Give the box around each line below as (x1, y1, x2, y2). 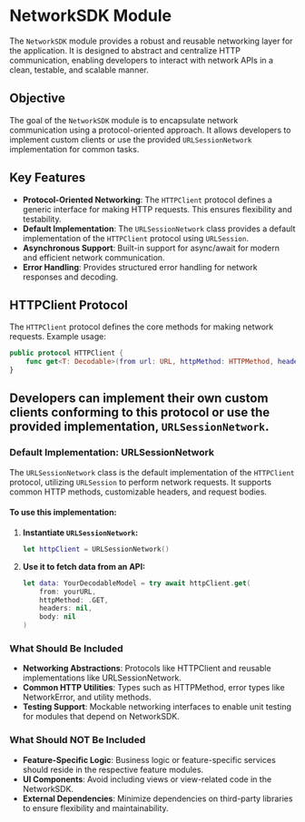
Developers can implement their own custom (9, 391, 269, 406)
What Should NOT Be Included (9, 734, 146, 747)
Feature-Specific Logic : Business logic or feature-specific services (22, 754, 277, 765)
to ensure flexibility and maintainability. (22, 802, 170, 813)
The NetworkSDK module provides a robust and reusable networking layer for (9, 35, 293, 46)
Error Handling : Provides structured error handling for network (22, 261, 259, 272)
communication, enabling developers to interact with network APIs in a (9, 54, 274, 65)
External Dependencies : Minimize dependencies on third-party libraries (22, 793, 293, 804)
